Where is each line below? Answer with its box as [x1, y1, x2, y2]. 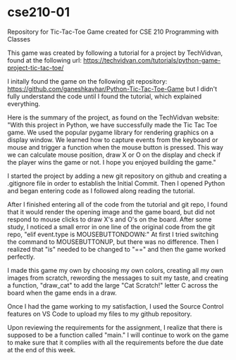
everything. [7, 99, 41, 108]
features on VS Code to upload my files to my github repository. [7, 309, 192, 318]
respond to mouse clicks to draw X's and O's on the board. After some [7, 215, 212, 224]
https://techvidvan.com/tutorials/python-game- [83, 56, 221, 64]
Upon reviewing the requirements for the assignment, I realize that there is [7, 323, 223, 331]
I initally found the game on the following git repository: [7, 77, 168, 85]
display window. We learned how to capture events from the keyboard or [7, 135, 218, 144]
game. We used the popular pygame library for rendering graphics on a [7, 128, 214, 136]
